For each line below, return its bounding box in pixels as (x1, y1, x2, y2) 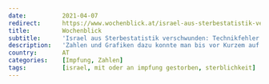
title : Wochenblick (8, 26, 102, 34)
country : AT (8, 49, 70, 57)
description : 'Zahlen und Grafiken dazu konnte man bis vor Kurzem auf (8, 42, 260, 50)
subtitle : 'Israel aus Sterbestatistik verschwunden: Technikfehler (8, 34, 260, 42)
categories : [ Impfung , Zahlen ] (8, 57, 124, 65)
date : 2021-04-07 (8, 11, 98, 20)
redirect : (8, 19, 42, 27)
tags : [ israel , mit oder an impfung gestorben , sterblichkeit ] (8, 64, 256, 72)
